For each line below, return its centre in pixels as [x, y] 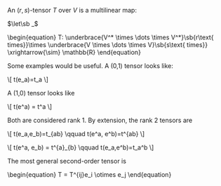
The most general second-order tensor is [67, 161]
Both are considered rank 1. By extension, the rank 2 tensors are [100, 120]
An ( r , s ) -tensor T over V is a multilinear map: [72, 10]
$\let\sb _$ [23, 24]
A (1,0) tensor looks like [41, 93]
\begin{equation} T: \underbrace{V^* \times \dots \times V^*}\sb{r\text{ [110, 37]
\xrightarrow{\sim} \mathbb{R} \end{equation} [74, 52]
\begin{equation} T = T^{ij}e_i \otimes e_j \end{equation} [89, 174]
